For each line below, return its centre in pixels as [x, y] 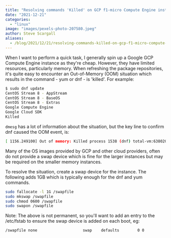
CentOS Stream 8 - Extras [33, 103]
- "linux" [20, 24]
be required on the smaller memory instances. [53, 162]
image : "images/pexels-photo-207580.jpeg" [51, 29]
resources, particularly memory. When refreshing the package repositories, [84, 68]
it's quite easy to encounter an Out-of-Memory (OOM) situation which [78, 74]
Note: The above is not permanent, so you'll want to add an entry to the [80, 216]
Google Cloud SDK [24, 112]
